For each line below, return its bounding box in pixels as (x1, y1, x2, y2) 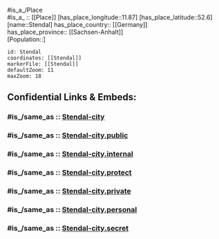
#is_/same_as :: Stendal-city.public (7, 131, 128, 140)
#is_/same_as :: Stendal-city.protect (7, 168, 133, 178)
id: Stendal (7, 48, 41, 55)
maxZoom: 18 (7, 73, 41, 79)
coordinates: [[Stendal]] (7, 55, 82, 61)
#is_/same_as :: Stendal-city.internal (7, 149, 133, 159)
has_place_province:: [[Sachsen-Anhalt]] (7, 28, 124, 36)
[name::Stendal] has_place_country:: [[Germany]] (7, 21, 148, 28)
